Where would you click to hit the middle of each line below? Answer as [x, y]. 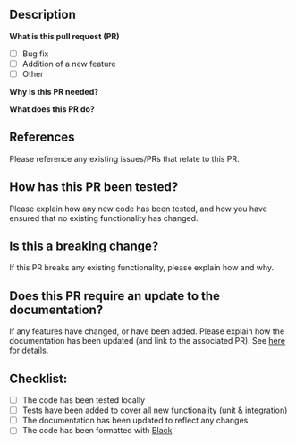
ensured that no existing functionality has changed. [104, 218]
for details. [29, 350]
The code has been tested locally [84, 400]
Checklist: [38, 378]
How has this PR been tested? [94, 187]
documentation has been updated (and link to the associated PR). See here [148, 341]
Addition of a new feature [69, 64]
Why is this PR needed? [54, 92]
